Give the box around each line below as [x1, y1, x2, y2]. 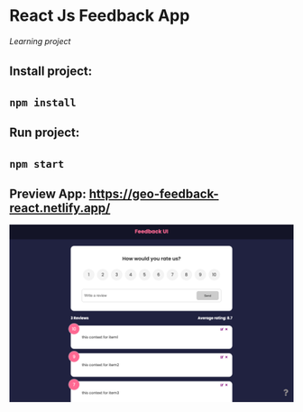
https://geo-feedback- [88, 186, 219, 201]
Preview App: [9, 186, 87, 201]
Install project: [9, 64, 93, 79]
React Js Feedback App [9, 5, 190, 26]
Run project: [9, 125, 80, 141]
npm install [9, 96, 77, 109]
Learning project [9, 35, 71, 46]
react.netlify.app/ [9, 200, 111, 215]
